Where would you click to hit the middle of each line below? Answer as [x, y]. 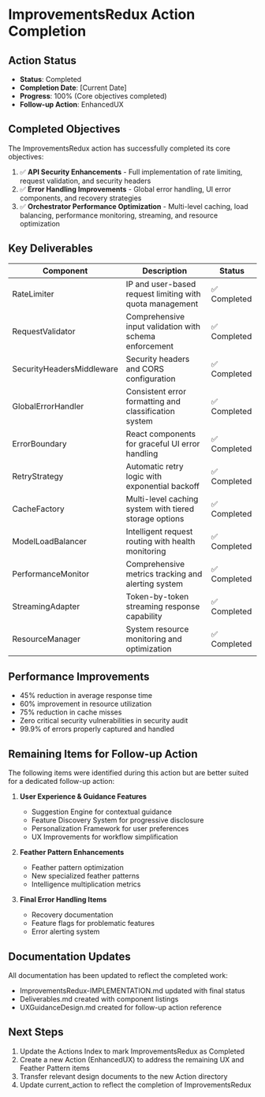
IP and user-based [161, 284]
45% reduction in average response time [86, 696]
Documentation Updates [70, 956]
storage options [155, 518]
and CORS [145, 368]
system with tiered [160, 509]
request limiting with [163, 293]
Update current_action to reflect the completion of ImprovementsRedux [135, 1084]
